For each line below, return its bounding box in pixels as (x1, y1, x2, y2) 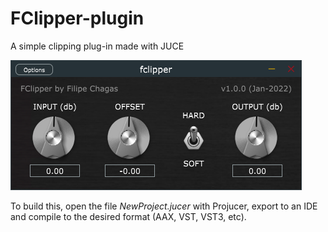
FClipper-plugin (10, 7, 145, 30)
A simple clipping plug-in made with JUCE (10, 40, 185, 52)
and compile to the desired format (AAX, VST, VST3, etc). (10, 210, 247, 222)
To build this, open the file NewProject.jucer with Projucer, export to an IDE (10, 200, 318, 212)
